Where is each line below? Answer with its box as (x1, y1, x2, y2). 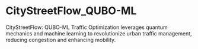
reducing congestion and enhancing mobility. (5, 36, 116, 43)
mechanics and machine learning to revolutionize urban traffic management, (5, 30, 192, 37)
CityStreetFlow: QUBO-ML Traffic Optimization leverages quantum (5, 24, 168, 31)
